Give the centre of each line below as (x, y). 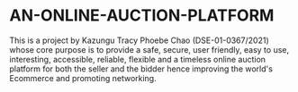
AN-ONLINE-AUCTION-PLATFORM (142, 16)
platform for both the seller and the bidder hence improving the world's (141, 69)
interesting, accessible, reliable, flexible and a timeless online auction (138, 59)
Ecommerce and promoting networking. (83, 78)
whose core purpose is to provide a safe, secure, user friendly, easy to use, (149, 49)
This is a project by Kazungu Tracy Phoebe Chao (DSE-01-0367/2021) (139, 40)
